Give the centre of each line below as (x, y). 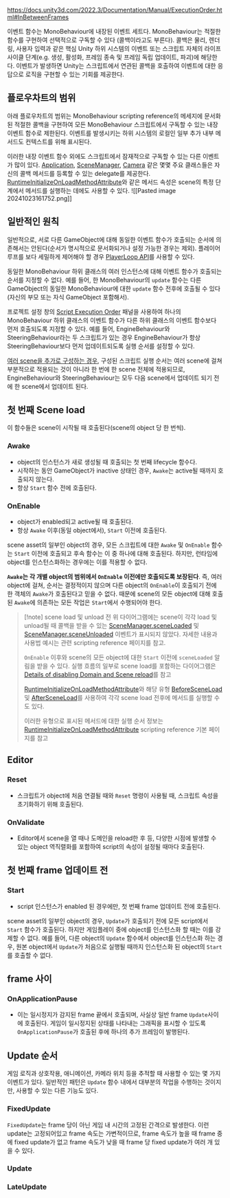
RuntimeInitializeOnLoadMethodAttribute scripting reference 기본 (115, 730)
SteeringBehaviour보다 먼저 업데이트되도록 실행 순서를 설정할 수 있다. (101, 346)
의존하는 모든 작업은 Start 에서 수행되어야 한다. (100, 602)
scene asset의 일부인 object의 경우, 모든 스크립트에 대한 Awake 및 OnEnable (108, 545)
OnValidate (26, 822)
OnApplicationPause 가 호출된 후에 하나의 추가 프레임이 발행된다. (103, 1032)
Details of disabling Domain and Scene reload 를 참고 (97, 675)
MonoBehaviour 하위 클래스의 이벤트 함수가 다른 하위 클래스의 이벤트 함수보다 (112, 320)
